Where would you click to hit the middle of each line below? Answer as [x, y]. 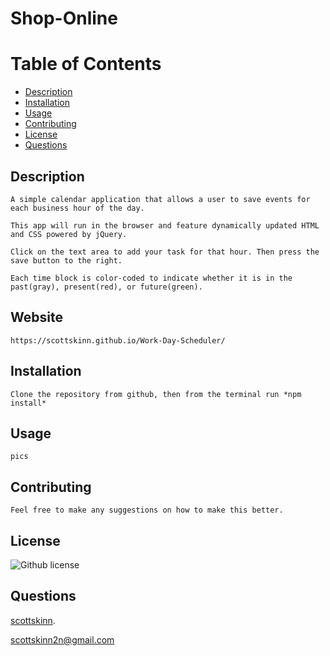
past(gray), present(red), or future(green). [106, 287]
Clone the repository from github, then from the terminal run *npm [156, 394]
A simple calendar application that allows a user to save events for [160, 199]
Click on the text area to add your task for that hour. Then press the [165, 252]
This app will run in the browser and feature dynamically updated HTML [165, 225]
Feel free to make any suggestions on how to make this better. [147, 510]
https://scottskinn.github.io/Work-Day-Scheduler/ [118, 340]
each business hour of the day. [77, 208]
